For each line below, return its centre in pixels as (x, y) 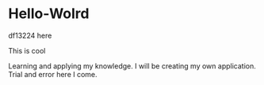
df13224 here (30, 35)
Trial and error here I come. (53, 74)
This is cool (27, 50)
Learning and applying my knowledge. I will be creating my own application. (132, 66)
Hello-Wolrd (49, 14)
